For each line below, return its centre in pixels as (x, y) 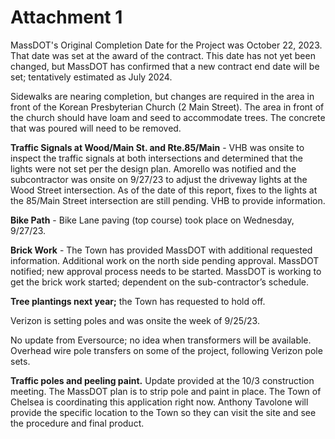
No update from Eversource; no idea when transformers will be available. (161, 340)
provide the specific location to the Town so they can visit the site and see (163, 412)
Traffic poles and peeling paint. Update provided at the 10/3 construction (162, 380)
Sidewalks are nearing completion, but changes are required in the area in (162, 96)
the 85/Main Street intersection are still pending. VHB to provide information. (168, 200)
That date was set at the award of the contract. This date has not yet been (163, 55)
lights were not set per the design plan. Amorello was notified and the (153, 168)
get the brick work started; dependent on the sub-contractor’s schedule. (160, 282)
